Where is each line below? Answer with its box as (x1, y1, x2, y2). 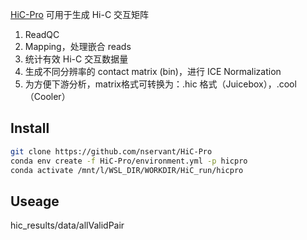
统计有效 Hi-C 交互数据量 (24, 53, 129, 65)
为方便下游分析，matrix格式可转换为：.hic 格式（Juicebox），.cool (24, 78, 297, 90)
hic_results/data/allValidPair (10, 219, 125, 232)
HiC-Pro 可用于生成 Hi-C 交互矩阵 (10, 9, 150, 20)
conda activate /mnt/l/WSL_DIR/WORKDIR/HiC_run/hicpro (10, 165, 244, 175)
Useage (10, 193, 60, 210)
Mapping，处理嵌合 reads (24, 41, 132, 52)
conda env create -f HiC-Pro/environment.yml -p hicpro (10, 156, 248, 166)
